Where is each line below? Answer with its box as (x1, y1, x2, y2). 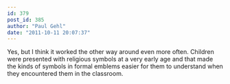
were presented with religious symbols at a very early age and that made (7, 55, 214, 64)
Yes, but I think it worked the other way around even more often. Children (7, 48, 214, 56)
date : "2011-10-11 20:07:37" (7, 29, 91, 36)
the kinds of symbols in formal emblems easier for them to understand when (7, 62, 223, 70)
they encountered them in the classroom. (7, 70, 124, 78)
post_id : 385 (7, 16, 45, 23)
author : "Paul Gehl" (7, 23, 67, 29)
